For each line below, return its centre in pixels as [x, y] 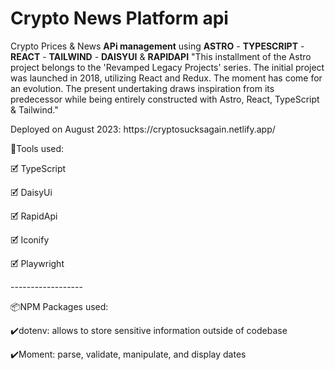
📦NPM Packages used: [59, 306]
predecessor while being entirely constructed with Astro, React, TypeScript [165, 99]
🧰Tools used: [37, 148]
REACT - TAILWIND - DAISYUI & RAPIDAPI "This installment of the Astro [161, 56]
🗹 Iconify [30, 239]
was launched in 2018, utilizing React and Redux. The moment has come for [166, 78]
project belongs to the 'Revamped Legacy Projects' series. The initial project [167, 67]
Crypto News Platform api [119, 18]
